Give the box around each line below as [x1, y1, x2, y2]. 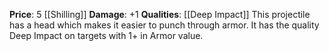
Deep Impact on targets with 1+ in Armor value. [9, 30, 204, 41]
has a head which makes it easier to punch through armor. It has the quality [9, 19, 320, 31]
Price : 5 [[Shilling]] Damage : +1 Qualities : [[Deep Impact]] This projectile [9, 9, 311, 20]
